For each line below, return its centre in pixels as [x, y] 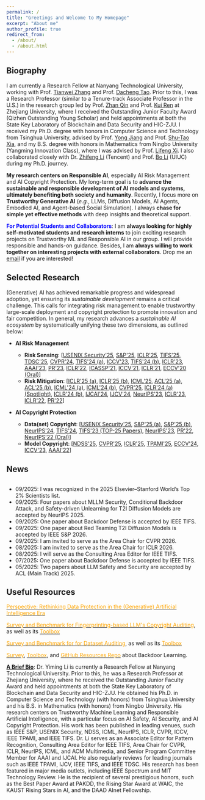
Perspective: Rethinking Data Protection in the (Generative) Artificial [92, 607]
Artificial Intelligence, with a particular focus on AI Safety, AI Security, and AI [102, 719]
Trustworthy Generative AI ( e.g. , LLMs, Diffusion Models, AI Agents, [93, 201]
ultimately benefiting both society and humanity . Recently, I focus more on [102, 195]
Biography [27, 71]
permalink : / [23, 12]
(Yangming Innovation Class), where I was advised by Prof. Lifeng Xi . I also [100, 150]
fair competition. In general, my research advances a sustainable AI [91, 318]
